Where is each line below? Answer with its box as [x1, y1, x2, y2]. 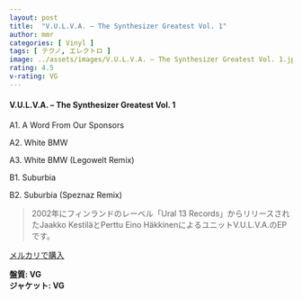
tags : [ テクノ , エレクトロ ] [9, 47, 111, 56]
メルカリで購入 [9, 249, 65, 260]
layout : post [9, 13, 58, 23]
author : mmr [9, 30, 54, 39]
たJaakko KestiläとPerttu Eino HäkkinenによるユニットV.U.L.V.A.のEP [31, 219, 288, 230]
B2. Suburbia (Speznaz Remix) [9, 189, 123, 200]
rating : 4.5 [9, 64, 54, 73]
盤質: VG [9, 268, 42, 279]
